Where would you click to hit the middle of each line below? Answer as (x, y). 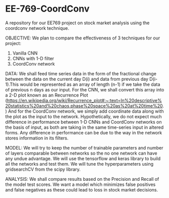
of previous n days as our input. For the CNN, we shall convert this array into (85, 89)
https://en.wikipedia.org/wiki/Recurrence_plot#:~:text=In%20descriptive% (84, 100)
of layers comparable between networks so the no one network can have (81, 153)
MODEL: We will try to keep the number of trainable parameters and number (84, 147)
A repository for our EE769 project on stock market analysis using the (77, 23)
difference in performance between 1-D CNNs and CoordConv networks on (83, 122)
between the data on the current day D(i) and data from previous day (77, 79)
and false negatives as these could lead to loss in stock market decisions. (81, 189)
